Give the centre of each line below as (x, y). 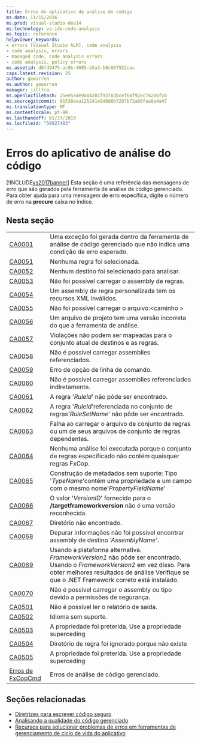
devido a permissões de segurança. (100, 597)
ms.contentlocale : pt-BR (37, 112)
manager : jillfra (28, 90)
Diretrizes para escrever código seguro (63, 714)
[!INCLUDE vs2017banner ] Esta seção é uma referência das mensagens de (98, 183)
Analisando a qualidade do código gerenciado (71, 720)
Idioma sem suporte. (79, 616)
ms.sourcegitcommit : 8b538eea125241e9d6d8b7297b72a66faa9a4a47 (87, 101)
